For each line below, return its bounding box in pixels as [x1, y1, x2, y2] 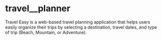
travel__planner [5, 3, 71, 14]
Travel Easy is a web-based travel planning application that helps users [5, 19, 151, 25]
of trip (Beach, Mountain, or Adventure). [5, 29, 87, 35]
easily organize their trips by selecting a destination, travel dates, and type [5, 24, 157, 30]
